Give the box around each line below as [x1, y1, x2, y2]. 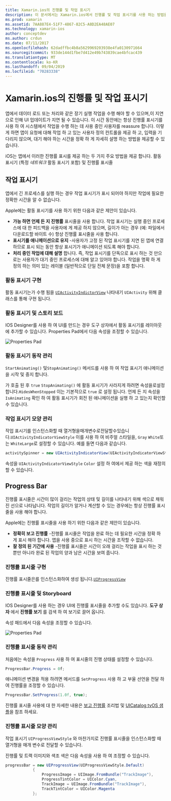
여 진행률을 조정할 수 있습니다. [5, 682, 65, 688]
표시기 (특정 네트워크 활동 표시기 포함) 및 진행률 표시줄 [5, 159, 113, 165]
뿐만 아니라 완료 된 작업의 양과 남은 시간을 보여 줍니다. [12, 549, 120, 556]
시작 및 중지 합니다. [10, 371, 49, 377]
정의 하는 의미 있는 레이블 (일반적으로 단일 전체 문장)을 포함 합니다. [12, 263, 145, 269]
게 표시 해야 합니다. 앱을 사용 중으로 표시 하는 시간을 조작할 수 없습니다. [12, 537, 154, 543]
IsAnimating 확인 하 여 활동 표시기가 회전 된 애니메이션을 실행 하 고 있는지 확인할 [5, 395, 166, 401]
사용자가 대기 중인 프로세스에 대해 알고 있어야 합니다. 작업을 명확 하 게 [22, 256, 161, 262]
